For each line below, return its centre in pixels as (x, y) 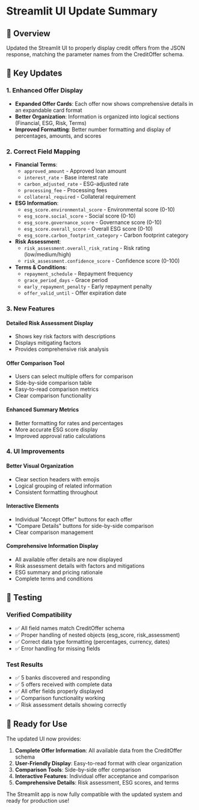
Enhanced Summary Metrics (43, 410)
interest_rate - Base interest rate (66, 177)
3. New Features (31, 308)
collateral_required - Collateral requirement (80, 196)
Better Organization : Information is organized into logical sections (97, 117)
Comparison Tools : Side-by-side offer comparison (78, 770)
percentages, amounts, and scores (58, 136)
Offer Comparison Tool (35, 363)
